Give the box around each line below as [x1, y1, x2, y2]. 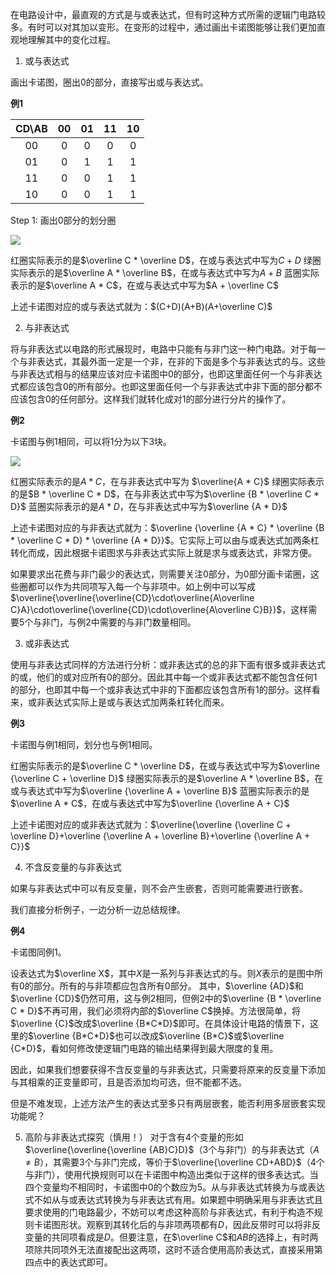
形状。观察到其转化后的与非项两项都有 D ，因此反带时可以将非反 [59, 1219, 321, 1230]
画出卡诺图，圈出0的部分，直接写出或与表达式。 [10, 76, 209, 88]
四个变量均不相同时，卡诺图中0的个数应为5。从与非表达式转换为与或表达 [24, 1181, 325, 1193]
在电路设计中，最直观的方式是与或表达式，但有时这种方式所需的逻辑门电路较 [10, 9, 326, 20]
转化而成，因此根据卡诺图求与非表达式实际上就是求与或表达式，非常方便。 [10, 547, 317, 558]
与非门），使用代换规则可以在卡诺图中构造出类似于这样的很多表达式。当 [24, 1169, 319, 1180]
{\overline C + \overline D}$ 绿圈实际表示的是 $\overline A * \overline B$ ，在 [10, 773, 324, 784]
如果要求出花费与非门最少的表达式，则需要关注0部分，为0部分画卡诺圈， [10, 568, 311, 580]
